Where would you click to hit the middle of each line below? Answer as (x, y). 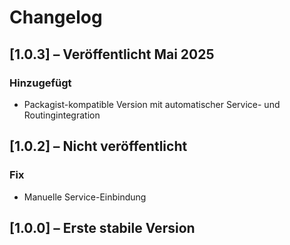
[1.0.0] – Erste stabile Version (102, 227)
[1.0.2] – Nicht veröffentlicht (98, 146)
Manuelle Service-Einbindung (85, 197)
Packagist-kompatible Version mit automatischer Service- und (152, 104)
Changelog (56, 17)
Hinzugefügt (40, 83)
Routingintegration (62, 115)
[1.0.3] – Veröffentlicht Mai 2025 (112, 54)
